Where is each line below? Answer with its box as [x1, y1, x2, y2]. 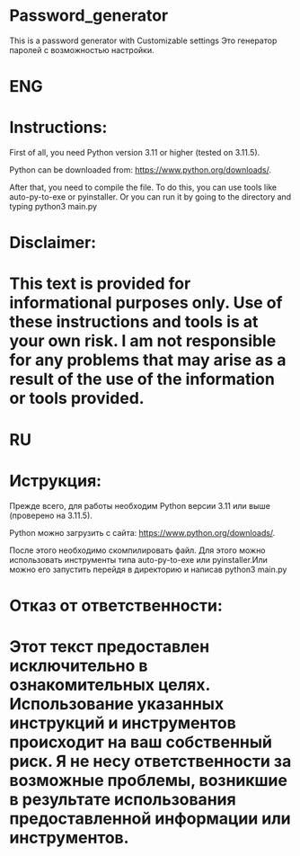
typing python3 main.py [9, 201, 97, 212]
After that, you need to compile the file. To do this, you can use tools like [9, 182, 277, 193]
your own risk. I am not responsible [9, 331, 277, 352]
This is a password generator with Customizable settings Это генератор [9, 35, 278, 46]
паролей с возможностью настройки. [9, 44, 154, 55]
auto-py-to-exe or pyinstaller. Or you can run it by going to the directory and [9, 192, 292, 202]
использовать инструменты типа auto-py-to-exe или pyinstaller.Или [9, 554, 268, 565]
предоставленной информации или [9, 808, 292, 828]
